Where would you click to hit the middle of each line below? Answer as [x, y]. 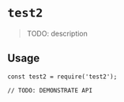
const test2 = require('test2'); [62, 77]
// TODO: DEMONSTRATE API [50, 90]
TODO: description [57, 33]
